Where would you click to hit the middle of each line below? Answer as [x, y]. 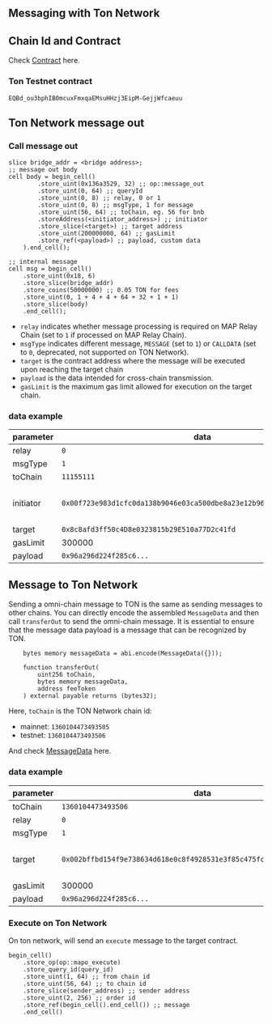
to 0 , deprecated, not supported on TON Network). [104, 352]
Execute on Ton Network [58, 923]
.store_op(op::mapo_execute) [72, 962]
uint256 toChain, [66, 675]
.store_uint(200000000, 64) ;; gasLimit [106, 234]
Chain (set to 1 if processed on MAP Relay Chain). [103, 335]
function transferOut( [61, 668]
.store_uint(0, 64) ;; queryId [90, 191]
